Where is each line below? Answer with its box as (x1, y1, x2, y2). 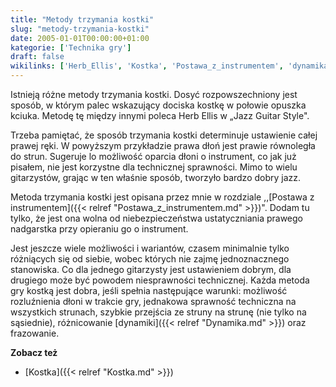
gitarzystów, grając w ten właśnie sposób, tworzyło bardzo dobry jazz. (10, 172, 302, 183)
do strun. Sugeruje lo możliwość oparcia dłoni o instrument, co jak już (10, 151, 297, 162)
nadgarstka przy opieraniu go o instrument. (10, 223, 189, 235)
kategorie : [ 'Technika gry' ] (10, 42, 132, 53)
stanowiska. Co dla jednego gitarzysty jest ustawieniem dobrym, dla (10, 264, 292, 275)
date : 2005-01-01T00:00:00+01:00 (10, 33, 150, 43)
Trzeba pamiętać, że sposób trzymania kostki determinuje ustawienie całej (10, 129, 318, 141)
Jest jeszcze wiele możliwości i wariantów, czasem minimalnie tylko (10, 242, 290, 254)
